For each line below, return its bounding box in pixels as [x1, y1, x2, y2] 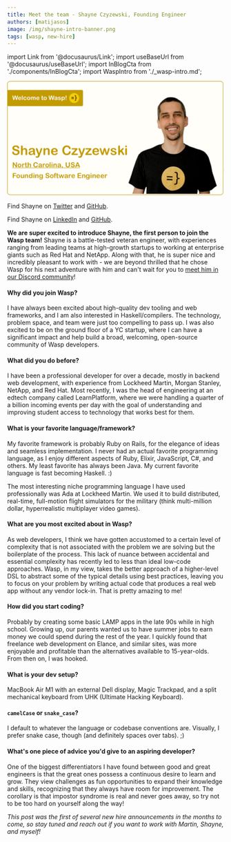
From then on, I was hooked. [7, 654, 88, 663]
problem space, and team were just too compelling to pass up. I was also [7, 318, 214, 327]
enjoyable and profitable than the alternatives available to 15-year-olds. [7, 647, 210, 656]
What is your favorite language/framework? [7, 424, 136, 433]
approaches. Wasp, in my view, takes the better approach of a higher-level [7, 565, 219, 573]
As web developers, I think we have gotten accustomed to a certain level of [7, 535, 221, 543]
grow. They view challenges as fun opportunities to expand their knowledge [7, 777, 223, 785]
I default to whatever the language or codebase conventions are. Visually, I [7, 724, 219, 732]
